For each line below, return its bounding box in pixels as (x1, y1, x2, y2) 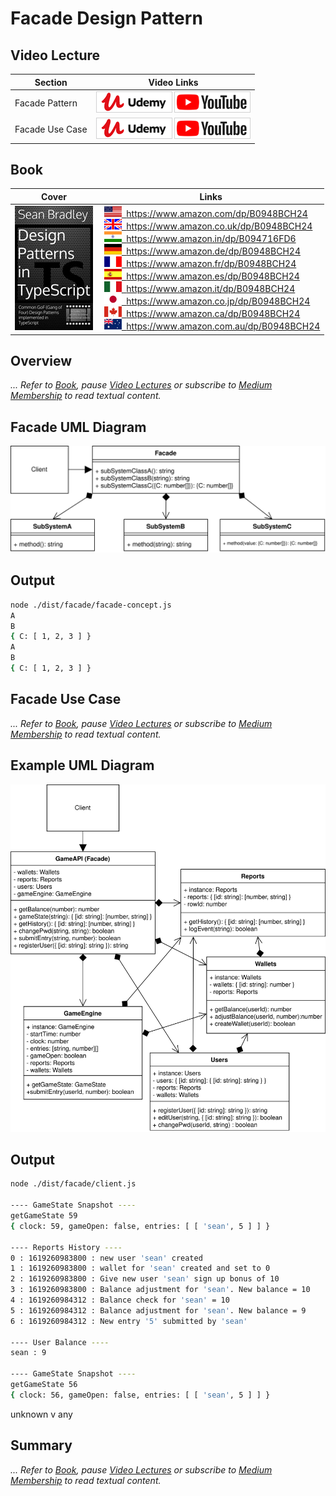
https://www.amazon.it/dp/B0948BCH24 (126, 283, 296, 295)
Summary (10, 1437, 73, 1454)
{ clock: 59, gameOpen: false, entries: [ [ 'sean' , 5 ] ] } (10, 1221, 271, 1231)
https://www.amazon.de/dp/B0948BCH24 (126, 245, 302, 257)
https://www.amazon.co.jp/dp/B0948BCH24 (126, 295, 311, 307)
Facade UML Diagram (10, 418, 147, 436)
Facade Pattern (14, 97, 78, 109)
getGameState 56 (10, 1380, 78, 1390)
